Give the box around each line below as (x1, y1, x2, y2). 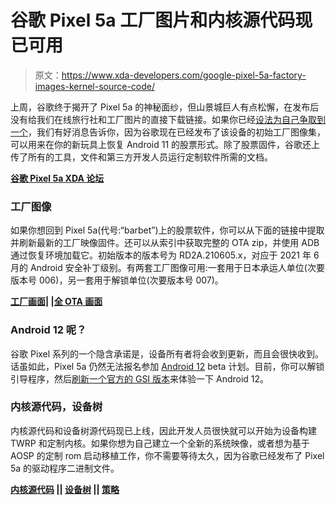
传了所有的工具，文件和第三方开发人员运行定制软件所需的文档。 (10, 151, 273, 163)
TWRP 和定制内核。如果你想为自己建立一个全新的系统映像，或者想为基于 (10, 437, 310, 449)
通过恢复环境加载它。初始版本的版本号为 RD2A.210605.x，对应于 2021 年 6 (10, 249, 320, 261)
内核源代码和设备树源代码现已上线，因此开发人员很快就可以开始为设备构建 (10, 424, 317, 436)
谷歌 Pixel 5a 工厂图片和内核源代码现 (10, 9, 313, 32)
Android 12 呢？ (10, 323, 87, 337)
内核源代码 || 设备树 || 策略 (10, 483, 120, 495)
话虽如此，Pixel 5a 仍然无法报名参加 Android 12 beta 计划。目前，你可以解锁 (10, 360, 325, 372)
